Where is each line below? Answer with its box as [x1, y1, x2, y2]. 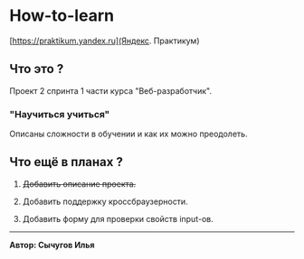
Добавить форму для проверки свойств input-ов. [22, 213, 214, 224]
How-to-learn [9, 5, 115, 26]
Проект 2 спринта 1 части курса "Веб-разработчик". [9, 85, 213, 96]
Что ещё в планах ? [9, 154, 124, 170]
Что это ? [9, 61, 64, 77]
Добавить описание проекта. [22, 178, 137, 190]
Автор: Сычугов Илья [9, 239, 95, 250]
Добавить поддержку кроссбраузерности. [22, 196, 188, 207]
